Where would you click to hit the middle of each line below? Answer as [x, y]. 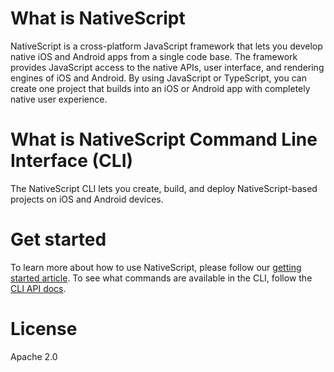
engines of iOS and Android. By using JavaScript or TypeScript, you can [158, 78]
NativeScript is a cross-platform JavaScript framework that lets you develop [166, 46]
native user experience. [59, 99]
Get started [58, 239]
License [44, 329]
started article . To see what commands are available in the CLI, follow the [161, 278]
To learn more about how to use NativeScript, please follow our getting [156, 267]
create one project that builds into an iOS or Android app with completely [160, 88]
